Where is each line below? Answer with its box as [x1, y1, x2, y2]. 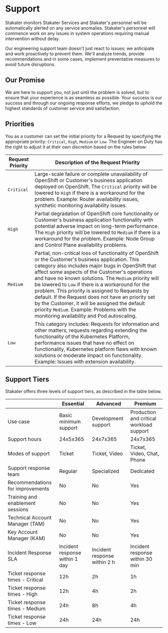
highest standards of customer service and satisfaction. [5, 105, 120, 111]
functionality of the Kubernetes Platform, [34, 333, 130, 340]
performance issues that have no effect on [34, 339, 134, 346]
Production [130, 409, 156, 416]
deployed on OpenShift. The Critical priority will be [34, 183, 157, 190]
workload [130, 421, 152, 428]
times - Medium [7, 605, 46, 612]
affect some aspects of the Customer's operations [34, 268, 152, 275]
